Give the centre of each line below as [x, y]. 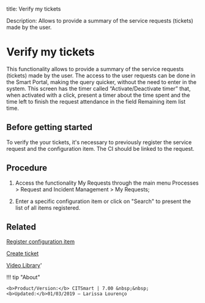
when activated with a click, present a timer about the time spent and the [98, 95]
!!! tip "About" [23, 277]
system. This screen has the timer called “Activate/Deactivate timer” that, [99, 88]
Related [21, 227]
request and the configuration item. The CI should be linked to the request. [100, 148]
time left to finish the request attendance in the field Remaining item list [96, 101]
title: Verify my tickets [34, 9]
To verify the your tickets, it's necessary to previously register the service [99, 142]
